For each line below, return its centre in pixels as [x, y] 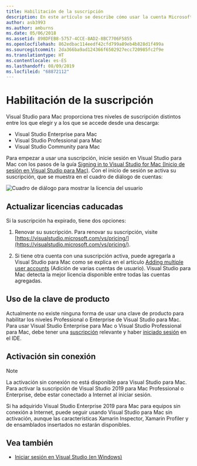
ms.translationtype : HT [35, 55]
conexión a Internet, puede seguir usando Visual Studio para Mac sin [89, 412]
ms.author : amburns [30, 28]
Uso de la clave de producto [58, 299]
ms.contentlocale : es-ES [36, 60]
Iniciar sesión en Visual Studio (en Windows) [68, 457]
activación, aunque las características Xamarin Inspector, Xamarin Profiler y [97, 418]
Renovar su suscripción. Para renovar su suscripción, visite [86, 232]
